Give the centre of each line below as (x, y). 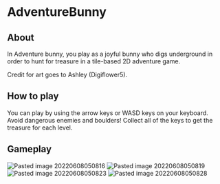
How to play (33, 96)
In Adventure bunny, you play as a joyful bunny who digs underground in (110, 54)
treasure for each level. (40, 127)
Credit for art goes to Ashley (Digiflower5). (67, 74)
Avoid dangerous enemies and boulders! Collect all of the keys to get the (110, 120)
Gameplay (30, 149)
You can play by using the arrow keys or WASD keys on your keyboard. (108, 113)
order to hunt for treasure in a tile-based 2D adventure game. (94, 61)
